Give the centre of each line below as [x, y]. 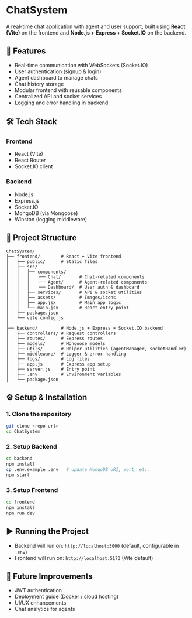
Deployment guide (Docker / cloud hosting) [67, 597]
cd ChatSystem [23, 432]
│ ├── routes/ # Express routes [55, 338]
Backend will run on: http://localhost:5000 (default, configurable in [97, 545]
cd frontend [20, 502]
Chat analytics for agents [45, 609]
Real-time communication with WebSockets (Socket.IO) [81, 65]
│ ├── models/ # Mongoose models [56, 343]
